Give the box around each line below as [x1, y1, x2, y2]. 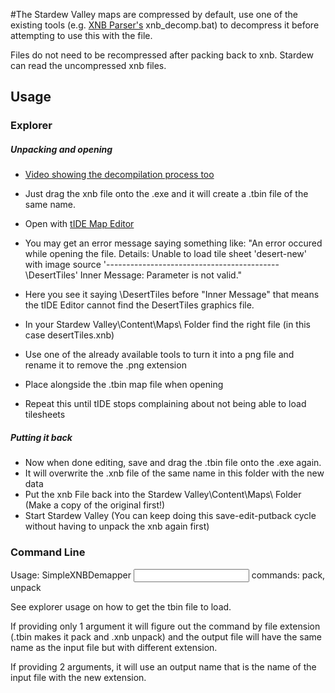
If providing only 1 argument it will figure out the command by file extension [10, 620, 321, 632]
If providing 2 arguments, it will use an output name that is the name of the [10, 660, 317, 673]
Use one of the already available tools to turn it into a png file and [24, 349, 295, 361]
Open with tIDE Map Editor [24, 218, 135, 230]
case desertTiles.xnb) [24, 329, 115, 341]
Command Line [10, 545, 86, 559]
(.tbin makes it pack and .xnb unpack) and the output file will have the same [10, 630, 323, 643]
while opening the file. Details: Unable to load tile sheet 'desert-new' [24, 248, 307, 260]
